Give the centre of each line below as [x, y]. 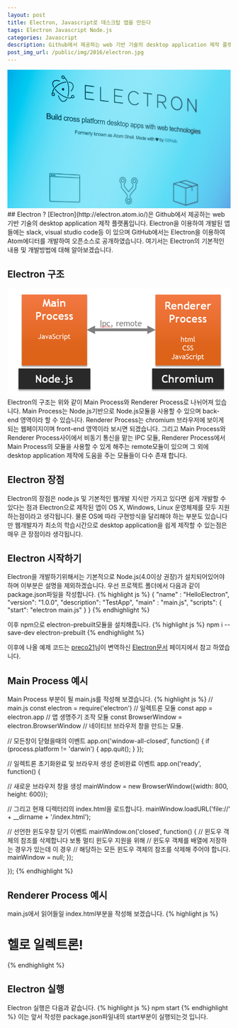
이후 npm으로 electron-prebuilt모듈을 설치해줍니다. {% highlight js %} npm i [115, 624]
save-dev [21, 633]
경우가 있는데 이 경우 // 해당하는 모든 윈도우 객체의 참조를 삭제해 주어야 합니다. [123, 850]
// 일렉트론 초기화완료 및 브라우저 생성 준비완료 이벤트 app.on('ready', [104, 764]
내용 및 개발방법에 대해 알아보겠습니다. [60, 249]
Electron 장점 [36, 480]
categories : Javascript [42, 38]
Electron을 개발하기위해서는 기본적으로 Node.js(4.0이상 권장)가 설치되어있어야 [116, 577]
